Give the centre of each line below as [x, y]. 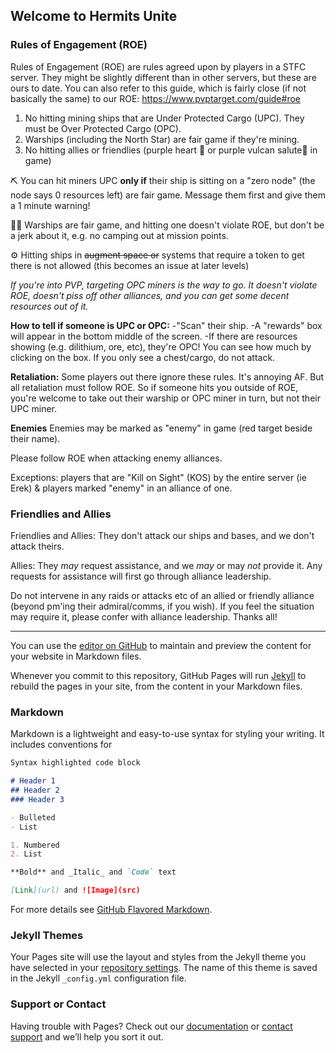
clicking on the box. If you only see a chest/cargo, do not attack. [143, 357]
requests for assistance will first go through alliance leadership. [141, 576]
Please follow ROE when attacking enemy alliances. [116, 458]
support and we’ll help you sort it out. [87, 1036]
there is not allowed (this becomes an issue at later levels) [130, 265]
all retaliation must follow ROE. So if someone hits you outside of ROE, [154, 387]
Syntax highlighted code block [75, 763]
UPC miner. [34, 408]
